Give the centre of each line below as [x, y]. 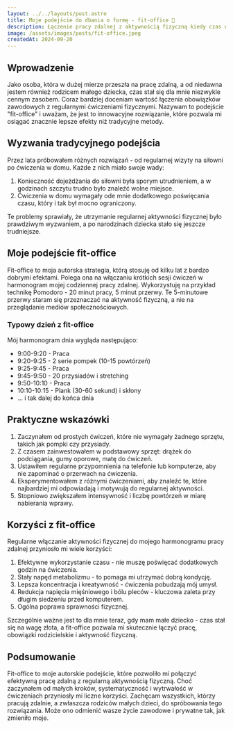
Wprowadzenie [41, 68]
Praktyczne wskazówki [58, 420]
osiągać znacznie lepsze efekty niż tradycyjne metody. [86, 121]
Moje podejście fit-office [62, 254]
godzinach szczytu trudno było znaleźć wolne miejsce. [96, 188]
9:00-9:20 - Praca [43, 353]
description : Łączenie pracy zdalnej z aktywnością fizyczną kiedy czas [114, 26]
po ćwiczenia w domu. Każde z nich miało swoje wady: [86, 167]
